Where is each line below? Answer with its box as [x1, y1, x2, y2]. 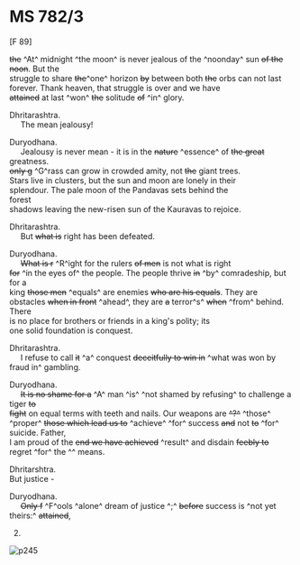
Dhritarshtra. [9, 463, 57, 475]
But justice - [9, 473, 55, 484]
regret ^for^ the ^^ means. [9, 446, 105, 457]
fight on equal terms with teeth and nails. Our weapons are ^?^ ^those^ [9, 408, 272, 419]
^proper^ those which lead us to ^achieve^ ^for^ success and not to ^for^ [9, 417, 279, 428]
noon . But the [9, 63, 60, 74]
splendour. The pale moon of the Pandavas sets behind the [9, 184, 229, 195]
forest [9, 194, 32, 205]
